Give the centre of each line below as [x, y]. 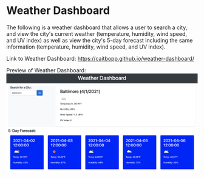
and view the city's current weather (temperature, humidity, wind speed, [97, 33]
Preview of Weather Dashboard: [46, 70]
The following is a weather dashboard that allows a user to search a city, [97, 27]
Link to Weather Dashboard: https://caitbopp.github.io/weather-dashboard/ [100, 58]
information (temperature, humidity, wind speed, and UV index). [86, 47]
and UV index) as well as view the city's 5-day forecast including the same [100, 40]
